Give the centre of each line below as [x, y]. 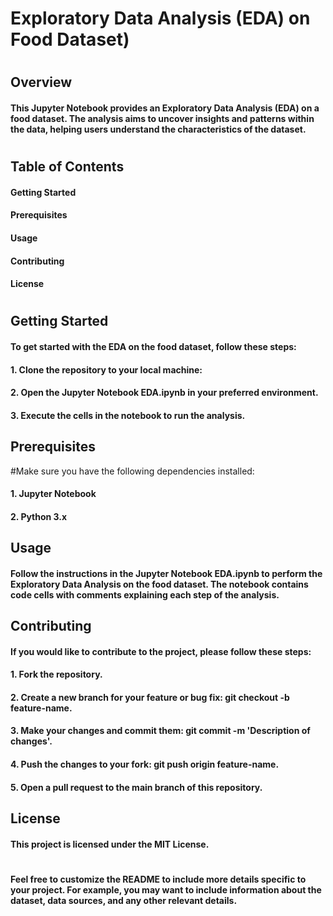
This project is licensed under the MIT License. [110, 844]
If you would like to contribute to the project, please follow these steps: [161, 651]
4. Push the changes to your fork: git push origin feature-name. [145, 764]
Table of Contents [67, 167]
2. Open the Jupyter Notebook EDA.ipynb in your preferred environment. [164, 393]
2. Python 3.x [39, 516]
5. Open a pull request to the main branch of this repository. [136, 787]
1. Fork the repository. [56, 674]
